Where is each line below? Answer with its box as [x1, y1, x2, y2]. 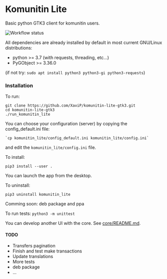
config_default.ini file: [5, 126, 50, 132]
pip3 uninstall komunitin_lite [5, 192, 71, 197]
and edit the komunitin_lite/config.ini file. [5, 144, 96, 151]
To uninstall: [5, 182, 31, 188]
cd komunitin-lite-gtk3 [5, 108, 55, 113]
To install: [5, 154, 25, 160]
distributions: [5, 45, 33, 51]
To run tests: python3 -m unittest [5, 210, 75, 216]
